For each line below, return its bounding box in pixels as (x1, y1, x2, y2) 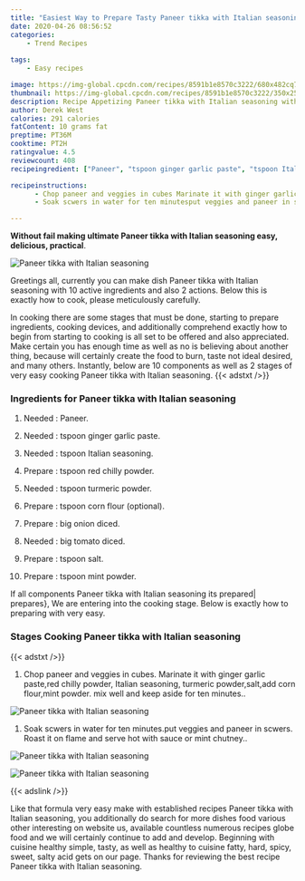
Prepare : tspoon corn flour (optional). (23, 500, 166, 512)
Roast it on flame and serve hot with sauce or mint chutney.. (23, 732, 248, 743)
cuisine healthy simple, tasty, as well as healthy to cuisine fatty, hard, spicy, (10, 841, 292, 852)
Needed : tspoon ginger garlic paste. (23, 431, 161, 441)
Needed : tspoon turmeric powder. (23, 483, 152, 494)
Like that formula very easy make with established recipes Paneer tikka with (10, 803, 293, 814)
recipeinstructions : (10, 180, 89, 190)
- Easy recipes (26, 64, 84, 73)
